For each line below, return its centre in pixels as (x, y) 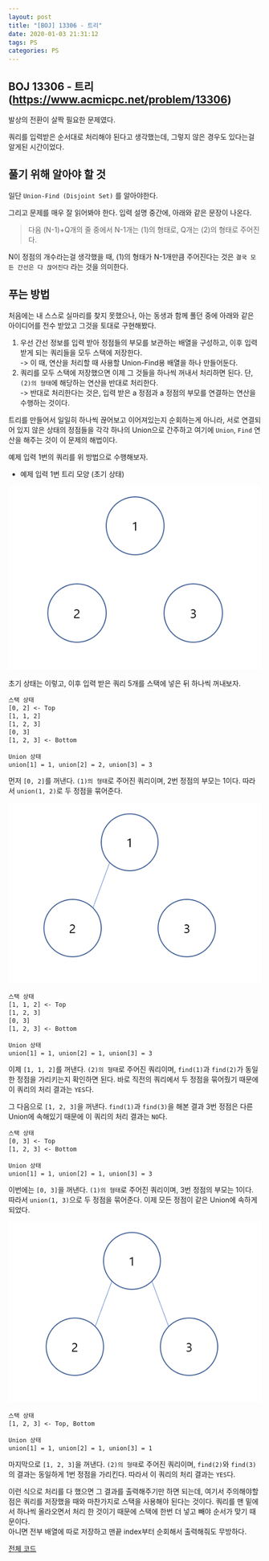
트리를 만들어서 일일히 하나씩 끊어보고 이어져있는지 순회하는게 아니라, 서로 (124, 420)
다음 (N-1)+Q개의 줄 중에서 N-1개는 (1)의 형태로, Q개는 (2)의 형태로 (133, 230)
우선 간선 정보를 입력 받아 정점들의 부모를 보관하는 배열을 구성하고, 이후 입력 (139, 342)
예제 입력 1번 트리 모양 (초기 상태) (72, 474)
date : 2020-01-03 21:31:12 (53, 34)
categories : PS (34, 51)
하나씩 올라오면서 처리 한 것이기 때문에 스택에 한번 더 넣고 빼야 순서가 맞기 (132, 1511)
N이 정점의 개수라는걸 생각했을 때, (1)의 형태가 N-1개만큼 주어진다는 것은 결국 (128, 256)
